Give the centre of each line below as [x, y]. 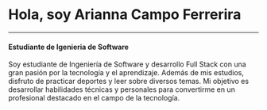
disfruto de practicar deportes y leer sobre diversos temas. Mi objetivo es [128, 82]
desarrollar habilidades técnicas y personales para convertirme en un [122, 89]
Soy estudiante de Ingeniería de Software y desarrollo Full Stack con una [127, 64]
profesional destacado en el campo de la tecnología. [94, 98]
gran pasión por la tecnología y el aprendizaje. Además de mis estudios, [126, 73]
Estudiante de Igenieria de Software [69, 47]
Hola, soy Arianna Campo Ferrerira [125, 15]
